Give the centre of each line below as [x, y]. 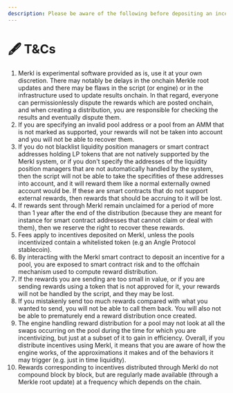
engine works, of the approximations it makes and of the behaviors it [115, 352]
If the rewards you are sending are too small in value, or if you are [111, 279]
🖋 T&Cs [32, 49]
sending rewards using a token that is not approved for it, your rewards [119, 286]
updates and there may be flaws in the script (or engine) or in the [110, 88]
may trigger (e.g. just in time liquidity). [72, 360]
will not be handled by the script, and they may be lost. [96, 293]
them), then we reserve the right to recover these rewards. [101, 227]
